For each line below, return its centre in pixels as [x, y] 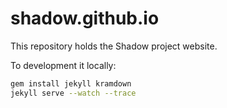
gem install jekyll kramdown [71, 83]
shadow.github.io [85, 18]
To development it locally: [63, 65]
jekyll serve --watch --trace [73, 93]
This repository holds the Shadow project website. [114, 46]
